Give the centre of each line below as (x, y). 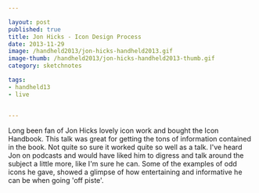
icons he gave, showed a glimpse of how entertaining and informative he (125, 172)
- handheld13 (29, 87)
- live (19, 95)
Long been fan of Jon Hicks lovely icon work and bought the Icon (113, 130)
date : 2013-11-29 (36, 44)
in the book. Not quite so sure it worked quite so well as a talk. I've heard (125, 147)
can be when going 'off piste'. (56, 180)
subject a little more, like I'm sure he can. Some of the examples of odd (122, 163)
